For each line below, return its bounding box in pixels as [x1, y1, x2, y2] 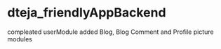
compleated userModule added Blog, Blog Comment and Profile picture [7, 28, 214, 36]
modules [7, 35, 33, 43]
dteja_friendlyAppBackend [7, 5, 166, 21]
